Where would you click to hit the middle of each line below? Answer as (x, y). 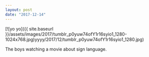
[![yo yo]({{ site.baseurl (29, 28)
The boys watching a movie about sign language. (56, 49)
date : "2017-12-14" (26, 14)
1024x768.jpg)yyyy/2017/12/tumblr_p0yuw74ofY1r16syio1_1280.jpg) (75, 39)
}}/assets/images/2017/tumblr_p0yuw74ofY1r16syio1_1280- (66, 34)
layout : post (19, 10)
